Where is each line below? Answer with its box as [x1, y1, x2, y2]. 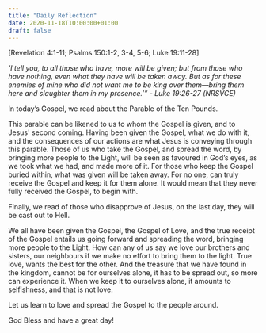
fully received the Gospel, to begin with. [8, 187, 139, 197]
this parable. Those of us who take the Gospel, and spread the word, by [8, 144, 242, 155]
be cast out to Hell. [8, 211, 70, 220]
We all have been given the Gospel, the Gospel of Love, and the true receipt [8, 226, 255, 235]
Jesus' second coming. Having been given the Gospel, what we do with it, [8, 128, 250, 137]
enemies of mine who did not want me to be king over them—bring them [8, 80, 245, 90]
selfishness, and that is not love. [8, 285, 113, 294]
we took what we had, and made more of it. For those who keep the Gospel [8, 162, 253, 171]
